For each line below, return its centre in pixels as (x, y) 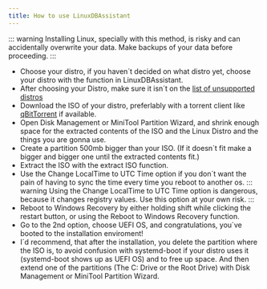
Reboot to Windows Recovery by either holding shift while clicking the (135, 208)
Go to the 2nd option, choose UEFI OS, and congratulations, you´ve (131, 225)
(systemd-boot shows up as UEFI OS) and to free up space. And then (134, 258)
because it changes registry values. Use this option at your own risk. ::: (137, 199)
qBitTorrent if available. (58, 114)
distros (31, 96)
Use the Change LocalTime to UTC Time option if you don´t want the (133, 173)
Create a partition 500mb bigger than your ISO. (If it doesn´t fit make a (136, 148)
